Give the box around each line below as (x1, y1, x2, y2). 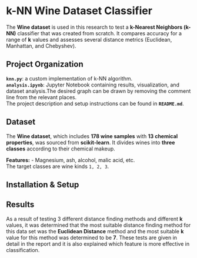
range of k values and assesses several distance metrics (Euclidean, (6, 36, 172, 43)
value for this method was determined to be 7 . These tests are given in (6, 234, 178, 241)
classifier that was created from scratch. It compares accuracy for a (17, 29, 182, 36)
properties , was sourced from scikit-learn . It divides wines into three (6, 139, 175, 146)
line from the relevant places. (6, 93, 77, 100)
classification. (6, 246, 40, 253)
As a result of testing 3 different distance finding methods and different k (6, 215, 183, 222)
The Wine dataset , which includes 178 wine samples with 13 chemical (6, 132, 178, 139)
